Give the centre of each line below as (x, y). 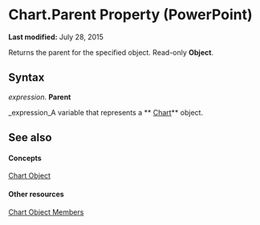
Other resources (36, 194)
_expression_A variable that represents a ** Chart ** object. (106, 112)
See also (30, 138)
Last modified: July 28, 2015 (56, 37)
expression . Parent (40, 97)
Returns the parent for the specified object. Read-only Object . (111, 52)
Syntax (26, 78)
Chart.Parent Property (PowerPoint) (130, 15)
